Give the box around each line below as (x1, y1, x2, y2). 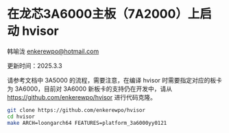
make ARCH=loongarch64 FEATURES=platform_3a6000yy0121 (7, 119, 167, 126)
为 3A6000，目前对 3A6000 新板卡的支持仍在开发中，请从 (7, 85, 173, 93)
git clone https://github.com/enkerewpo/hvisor (7, 106, 146, 113)
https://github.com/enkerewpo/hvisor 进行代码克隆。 (7, 93, 156, 101)
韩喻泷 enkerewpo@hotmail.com (7, 47, 99, 55)
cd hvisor (7, 113, 36, 120)
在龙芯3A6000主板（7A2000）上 (7, 6, 200, 22)
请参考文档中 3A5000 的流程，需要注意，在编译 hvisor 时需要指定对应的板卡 (7, 76, 223, 84)
